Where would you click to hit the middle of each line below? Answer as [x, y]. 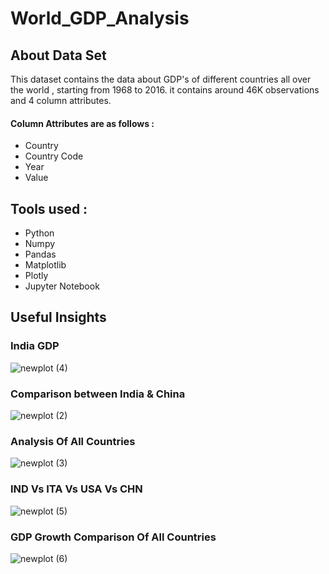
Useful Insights [58, 317]
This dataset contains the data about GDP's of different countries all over [161, 79]
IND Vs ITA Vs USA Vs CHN [76, 489]
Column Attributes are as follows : [82, 123]
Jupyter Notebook [62, 286]
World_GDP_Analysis [100, 18]
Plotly [36, 276]
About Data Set [58, 55]
